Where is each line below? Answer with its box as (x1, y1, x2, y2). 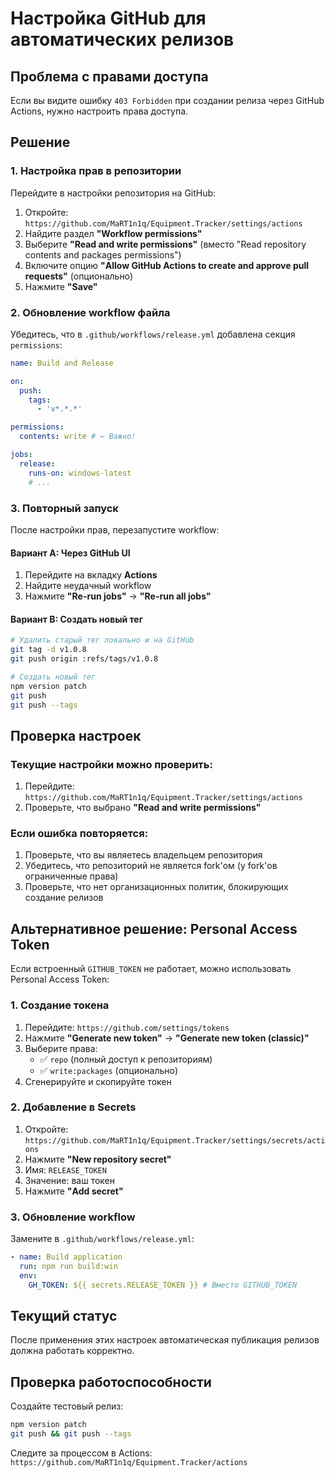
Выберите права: (24, 1042, 98, 1054)
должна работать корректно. (10, 1345, 135, 1357)
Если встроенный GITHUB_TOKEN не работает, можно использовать (10, 963, 292, 975)
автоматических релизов (10, 28, 235, 51)
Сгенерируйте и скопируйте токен (24, 1075, 172, 1087)
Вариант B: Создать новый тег (10, 613, 144, 625)
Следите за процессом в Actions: (10, 1447, 153, 1459)
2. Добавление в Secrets (10, 1100, 137, 1114)
